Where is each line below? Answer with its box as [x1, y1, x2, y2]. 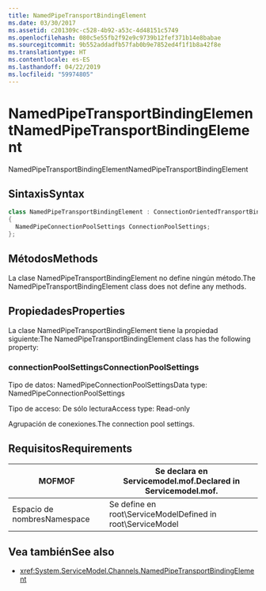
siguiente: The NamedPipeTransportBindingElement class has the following [8, 334, 251, 343]
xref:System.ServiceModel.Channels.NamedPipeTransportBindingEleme [19, 566, 255, 576]
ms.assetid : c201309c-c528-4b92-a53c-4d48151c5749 [8, 26, 179, 34]
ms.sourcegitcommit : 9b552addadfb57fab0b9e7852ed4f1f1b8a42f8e [8, 41, 222, 49]
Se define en [108, 498, 157, 510]
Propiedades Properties [8, 305, 125, 318]
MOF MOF [38, 475, 75, 487]
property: [8, 342, 39, 352]
